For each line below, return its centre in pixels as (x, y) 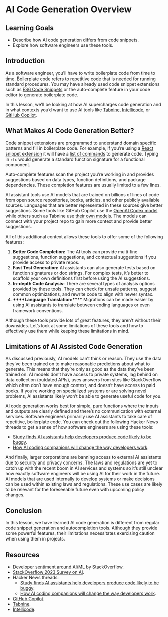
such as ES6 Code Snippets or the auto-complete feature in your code (78, 89)
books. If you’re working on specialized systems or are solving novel (76, 391)
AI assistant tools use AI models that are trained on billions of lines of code (82, 194)
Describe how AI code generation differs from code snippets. (76, 40)
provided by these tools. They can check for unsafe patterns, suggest (85, 289)
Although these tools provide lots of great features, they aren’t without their (83, 320)
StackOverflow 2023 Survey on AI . (48, 572)
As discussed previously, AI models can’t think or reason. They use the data (83, 359)
